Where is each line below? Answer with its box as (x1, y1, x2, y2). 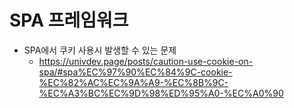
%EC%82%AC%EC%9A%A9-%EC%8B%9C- (38, 76, 229, 88)
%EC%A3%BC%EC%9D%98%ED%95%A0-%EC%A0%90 (38, 87, 284, 99)
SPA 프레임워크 (9, 9, 129, 32)
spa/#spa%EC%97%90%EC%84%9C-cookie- (38, 66, 233, 78)
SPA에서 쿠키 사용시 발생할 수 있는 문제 (23, 44, 177, 56)
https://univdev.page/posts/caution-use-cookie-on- (38, 55, 254, 67)
